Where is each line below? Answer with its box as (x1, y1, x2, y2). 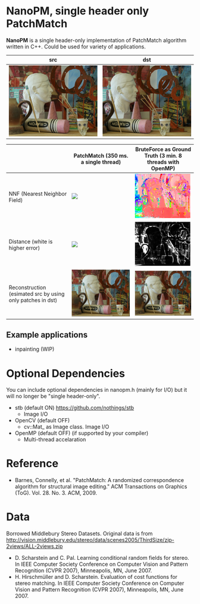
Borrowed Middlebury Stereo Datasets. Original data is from (6, 530, 153, 537)
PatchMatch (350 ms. (73, 152, 129, 159)
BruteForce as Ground (135, 145, 192, 153)
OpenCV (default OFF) (14, 417, 70, 424)
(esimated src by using (8, 290, 65, 297)
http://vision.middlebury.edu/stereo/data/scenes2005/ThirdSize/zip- (6, 536, 174, 544)
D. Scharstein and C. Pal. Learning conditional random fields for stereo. (14, 554, 189, 562)
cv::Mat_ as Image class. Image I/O (23, 423, 110, 431)
